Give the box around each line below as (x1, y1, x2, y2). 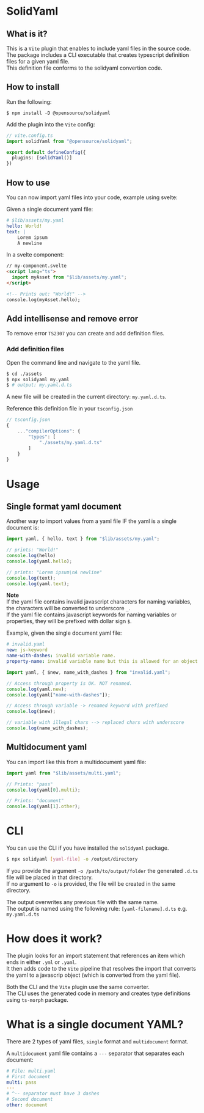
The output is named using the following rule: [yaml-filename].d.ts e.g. (6, 905, 188, 912)
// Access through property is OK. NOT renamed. (6, 680, 133, 687)
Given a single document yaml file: (6, 206, 93, 213)
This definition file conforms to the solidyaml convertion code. (6, 64, 163, 71)
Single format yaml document (6, 501, 122, 511)
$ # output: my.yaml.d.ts (6, 382, 72, 389)
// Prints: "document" (6, 798, 64, 804)
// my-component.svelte (6, 263, 67, 269)
